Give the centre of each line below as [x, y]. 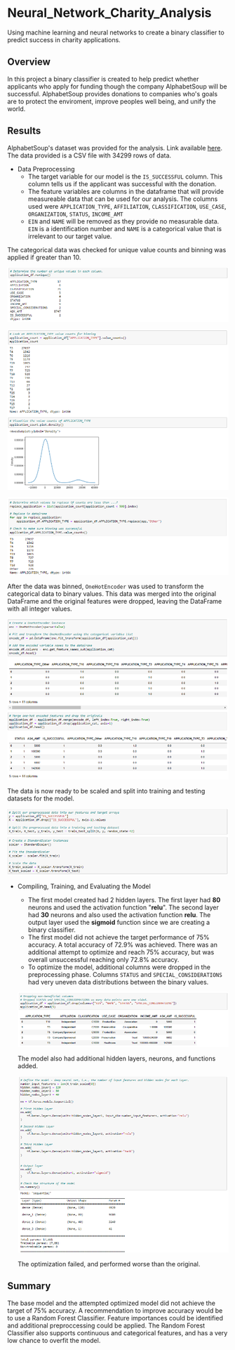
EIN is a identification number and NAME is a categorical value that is [125, 228]
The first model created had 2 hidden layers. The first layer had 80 [124, 900]
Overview [29, 62]
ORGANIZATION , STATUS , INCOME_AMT [76, 214]
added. [28, 1066]
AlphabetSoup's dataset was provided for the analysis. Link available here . [115, 148]
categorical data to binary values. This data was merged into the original [112, 593]
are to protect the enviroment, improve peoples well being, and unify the [112, 101]
